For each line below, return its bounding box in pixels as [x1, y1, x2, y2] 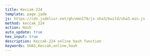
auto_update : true [5, 30, 43, 35]
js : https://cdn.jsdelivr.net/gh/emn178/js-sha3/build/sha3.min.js [5, 16, 146, 21]
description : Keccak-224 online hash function [5, 39, 102, 44]
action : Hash [5, 25, 32, 30]
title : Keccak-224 [5, 7, 43, 12]
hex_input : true [5, 35, 38, 39]
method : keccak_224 [5, 20, 45, 26]
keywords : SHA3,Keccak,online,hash [5, 43, 78, 48]
